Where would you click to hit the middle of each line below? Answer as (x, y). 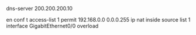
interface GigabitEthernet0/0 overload (52, 26)
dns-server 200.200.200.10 (39, 8)
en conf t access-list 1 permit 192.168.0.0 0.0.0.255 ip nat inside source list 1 (98, 20)
